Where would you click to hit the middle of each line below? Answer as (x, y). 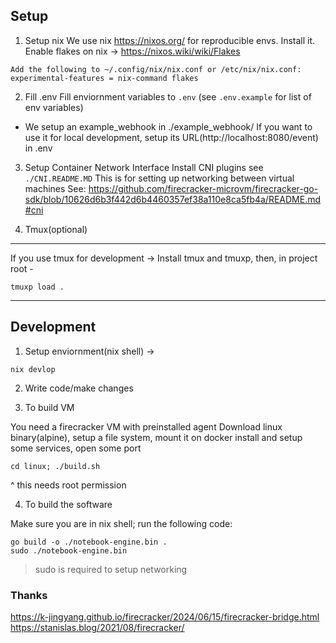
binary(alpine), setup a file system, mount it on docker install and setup (156, 437)
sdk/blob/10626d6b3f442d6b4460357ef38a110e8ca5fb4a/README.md (173, 199)
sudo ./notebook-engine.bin (69, 550)
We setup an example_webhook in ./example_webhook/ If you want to (168, 126)
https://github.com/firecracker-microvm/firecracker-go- (203, 188)
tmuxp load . (37, 287)
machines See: (55, 188)
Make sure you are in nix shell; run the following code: (121, 523)
